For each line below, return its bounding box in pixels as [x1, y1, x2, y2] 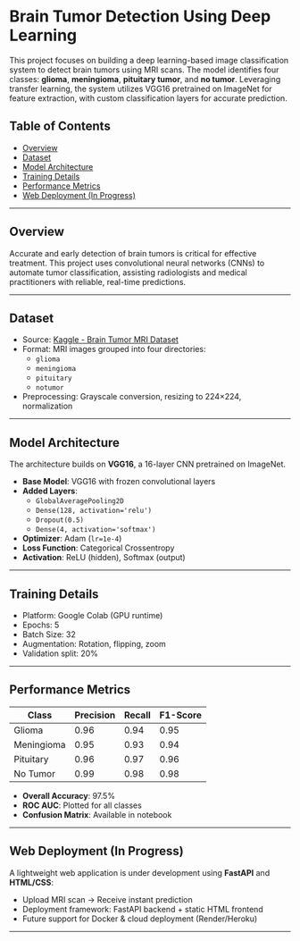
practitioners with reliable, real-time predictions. [9, 276, 186, 287]
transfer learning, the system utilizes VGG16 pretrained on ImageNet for [9, 83, 272, 94]
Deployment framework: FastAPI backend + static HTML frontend [21, 903, 263, 914]
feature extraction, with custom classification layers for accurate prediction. [9, 92, 287, 104]
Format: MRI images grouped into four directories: [21, 344, 207, 355]
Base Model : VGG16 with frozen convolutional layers [21, 476, 216, 487]
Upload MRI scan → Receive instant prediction [21, 894, 194, 904]
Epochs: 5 [21, 619, 60, 630]
